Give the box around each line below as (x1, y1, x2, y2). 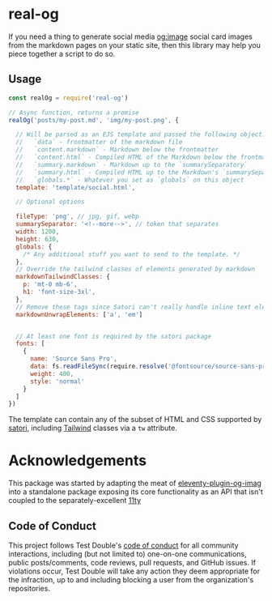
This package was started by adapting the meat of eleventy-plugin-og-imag (8, 479, 261, 488)
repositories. (8, 584, 51, 593)
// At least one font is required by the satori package (15, 332, 212, 340)
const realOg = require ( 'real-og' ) (8, 94, 129, 102)
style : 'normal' (29, 377, 85, 386)
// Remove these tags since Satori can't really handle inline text (15, 303, 252, 311)
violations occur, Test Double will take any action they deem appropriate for (8, 566, 261, 576)
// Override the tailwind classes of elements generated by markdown (15, 265, 255, 274)
